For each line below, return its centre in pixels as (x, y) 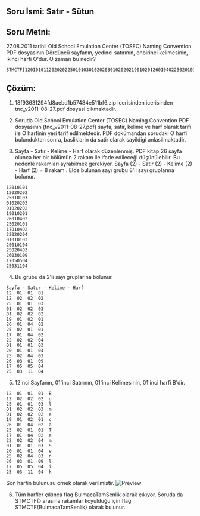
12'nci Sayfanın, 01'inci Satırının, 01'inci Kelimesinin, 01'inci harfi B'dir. (100, 383)
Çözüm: (21, 88)
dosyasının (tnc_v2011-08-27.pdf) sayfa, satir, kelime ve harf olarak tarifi (103, 127)
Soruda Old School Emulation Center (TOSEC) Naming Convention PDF (102, 121)
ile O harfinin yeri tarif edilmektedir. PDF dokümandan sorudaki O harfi (101, 133)
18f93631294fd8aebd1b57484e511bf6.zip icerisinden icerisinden (94, 103)
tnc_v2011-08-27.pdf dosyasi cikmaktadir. (65, 109)
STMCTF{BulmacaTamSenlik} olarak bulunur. (70, 507)
